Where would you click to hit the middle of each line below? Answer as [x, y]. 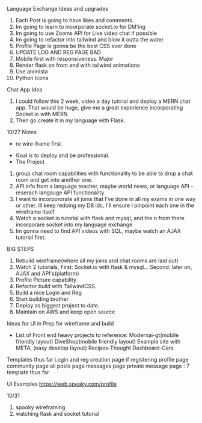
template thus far [28, 372]
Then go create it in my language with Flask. [70, 120]
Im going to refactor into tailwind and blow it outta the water [90, 39]
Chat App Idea [25, 89]
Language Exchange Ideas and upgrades [58, 9]
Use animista [32, 71]
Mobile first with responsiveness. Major [64, 59]
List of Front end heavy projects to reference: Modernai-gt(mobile [97, 335]
